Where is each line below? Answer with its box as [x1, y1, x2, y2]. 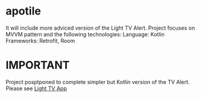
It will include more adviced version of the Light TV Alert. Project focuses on [5, 24, 196, 31]
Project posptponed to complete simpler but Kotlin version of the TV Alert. [5, 78, 190, 85]
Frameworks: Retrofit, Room [5, 37, 75, 44]
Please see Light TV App [5, 85, 67, 92]
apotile [5, 4, 42, 18]
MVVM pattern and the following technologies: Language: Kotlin [5, 30, 165, 38]
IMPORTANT [5, 59, 70, 72]
